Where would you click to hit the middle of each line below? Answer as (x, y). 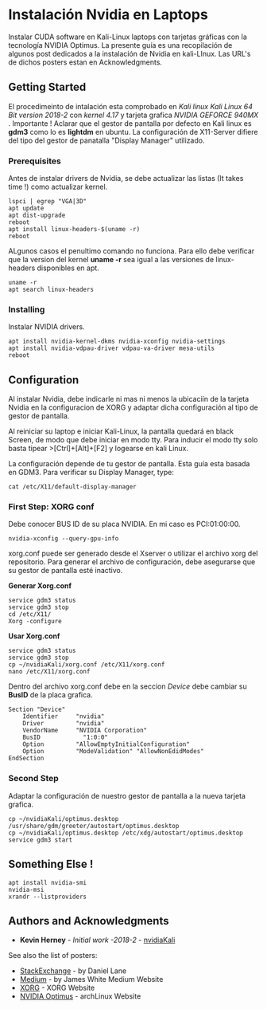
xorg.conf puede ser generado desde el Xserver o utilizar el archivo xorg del (133, 554)
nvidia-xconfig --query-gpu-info (64, 539)
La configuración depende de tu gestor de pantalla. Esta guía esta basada (129, 464)
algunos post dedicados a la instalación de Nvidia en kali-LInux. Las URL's (130, 53)
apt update (26, 209)
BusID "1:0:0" (66, 738)
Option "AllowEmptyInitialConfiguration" (106, 744)
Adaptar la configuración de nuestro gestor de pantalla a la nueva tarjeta (127, 795)
